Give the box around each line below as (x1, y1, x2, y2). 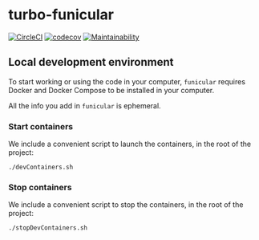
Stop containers (8, 181, 72, 193)
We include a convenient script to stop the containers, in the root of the (8, 200, 244, 209)
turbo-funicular (8, 6, 115, 24)
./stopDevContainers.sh (8, 224, 88, 232)
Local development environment (8, 55, 174, 69)
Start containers (8, 120, 74, 132)
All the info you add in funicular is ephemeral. (8, 100, 162, 110)
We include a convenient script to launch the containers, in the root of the (8, 139, 251, 149)
